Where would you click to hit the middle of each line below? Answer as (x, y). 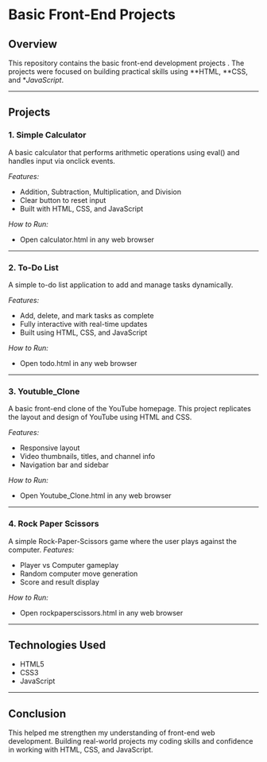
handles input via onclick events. (62, 161)
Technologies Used (57, 645)
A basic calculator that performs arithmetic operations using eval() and (124, 152)
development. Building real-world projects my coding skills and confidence (131, 741)
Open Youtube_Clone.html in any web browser (96, 496)
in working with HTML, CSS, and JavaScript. (81, 750)
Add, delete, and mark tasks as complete (87, 315)
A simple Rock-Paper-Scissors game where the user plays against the (122, 541)
